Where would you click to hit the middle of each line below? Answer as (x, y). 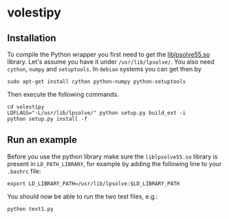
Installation (32, 38)
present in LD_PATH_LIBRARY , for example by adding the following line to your (115, 163)
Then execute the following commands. (63, 94)
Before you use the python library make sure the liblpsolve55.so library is (112, 157)
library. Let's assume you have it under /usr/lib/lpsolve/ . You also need (111, 62)
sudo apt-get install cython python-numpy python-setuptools (97, 82)
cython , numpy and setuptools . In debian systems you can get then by (104, 69)
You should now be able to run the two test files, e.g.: (83, 196)
